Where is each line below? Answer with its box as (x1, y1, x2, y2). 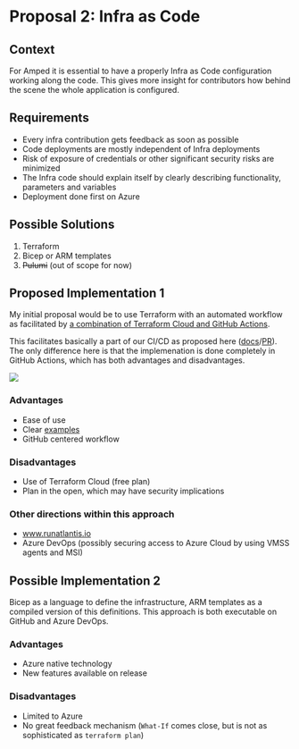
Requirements (9, 110, 89, 126)
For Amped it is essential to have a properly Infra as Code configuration (9, 65, 272, 76)
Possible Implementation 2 (9, 573, 161, 588)
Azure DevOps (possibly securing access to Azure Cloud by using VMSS (21, 538, 290, 549)
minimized (21, 163, 61, 173)
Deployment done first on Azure (21, 190, 140, 202)
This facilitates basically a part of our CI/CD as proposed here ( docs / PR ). (9, 336, 278, 347)
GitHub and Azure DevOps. (9, 616, 109, 627)
